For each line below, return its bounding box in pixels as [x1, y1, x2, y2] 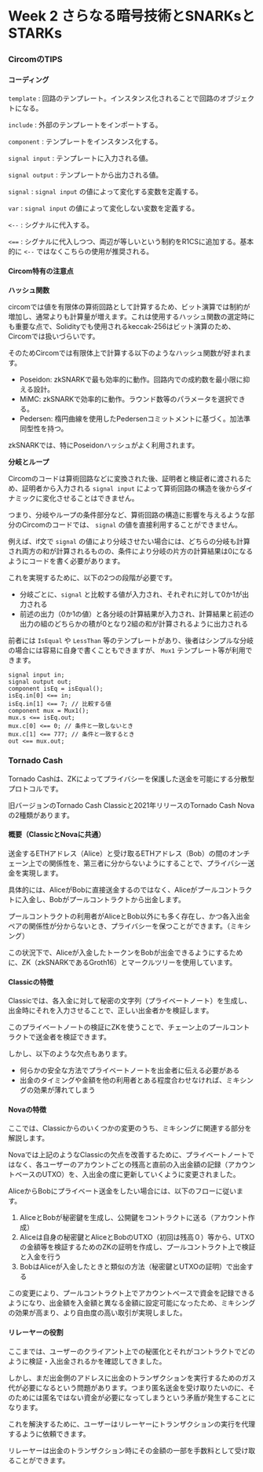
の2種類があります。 [8, 810, 75, 820]
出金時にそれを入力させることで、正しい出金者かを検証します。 [8, 1006, 214, 1015]
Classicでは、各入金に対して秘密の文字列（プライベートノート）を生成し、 [8, 996, 252, 1006]
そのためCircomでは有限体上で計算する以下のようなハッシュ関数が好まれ [8, 348, 245, 357]
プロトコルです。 [8, 783, 63, 793]
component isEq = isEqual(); [8, 685, 104, 692]
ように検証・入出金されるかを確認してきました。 [8, 1356, 166, 1366]
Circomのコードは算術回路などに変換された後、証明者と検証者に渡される [8, 473, 245, 483]
